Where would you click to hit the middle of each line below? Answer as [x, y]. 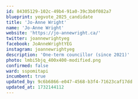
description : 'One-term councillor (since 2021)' [68, 55]
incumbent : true [26, 76]
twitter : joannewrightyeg [38, 38]
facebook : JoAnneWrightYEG [39, 44]
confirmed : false [27, 66]
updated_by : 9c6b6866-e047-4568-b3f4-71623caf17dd [69, 82]
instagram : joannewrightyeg [41, 49]
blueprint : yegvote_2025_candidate [50, 17]
